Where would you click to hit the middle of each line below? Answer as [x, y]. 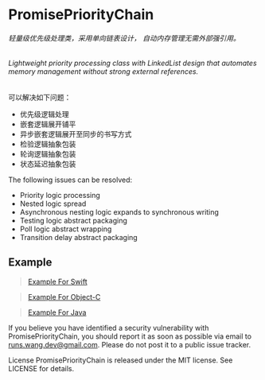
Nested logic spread [53, 204]
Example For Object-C [64, 297]
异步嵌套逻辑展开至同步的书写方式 [76, 134]
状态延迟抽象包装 [48, 164]
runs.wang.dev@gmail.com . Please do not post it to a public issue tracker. [130, 344]
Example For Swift [57, 281]
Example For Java [57, 312]
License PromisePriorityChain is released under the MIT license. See [121, 360]
